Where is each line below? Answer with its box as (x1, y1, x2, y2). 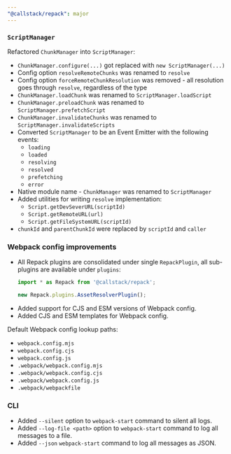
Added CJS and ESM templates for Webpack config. (17, 311, 169, 320)
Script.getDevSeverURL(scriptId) (27, 204, 126, 211)
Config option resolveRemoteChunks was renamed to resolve (17, 68, 190, 77)
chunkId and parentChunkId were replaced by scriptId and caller (17, 225, 206, 233)
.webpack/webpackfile (17, 384, 80, 392)
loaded (27, 151, 48, 158)
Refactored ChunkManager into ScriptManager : (7, 47, 135, 56)
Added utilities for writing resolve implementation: (17, 194, 162, 203)
